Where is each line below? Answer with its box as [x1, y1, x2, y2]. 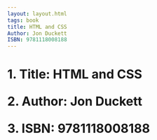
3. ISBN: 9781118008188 [7, 120, 151, 136]
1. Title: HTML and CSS [7, 66, 142, 83]
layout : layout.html [7, 10, 68, 17]
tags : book [7, 17, 39, 24]
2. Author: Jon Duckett [7, 94, 142, 109]
